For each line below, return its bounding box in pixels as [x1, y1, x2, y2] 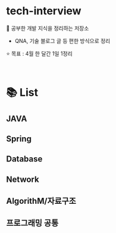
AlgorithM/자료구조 [6, 196, 76, 206]
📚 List [6, 86, 39, 100]
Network [6, 174, 40, 184]
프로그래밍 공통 [6, 218, 59, 228]
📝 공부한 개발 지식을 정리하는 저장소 [6, 24, 89, 32]
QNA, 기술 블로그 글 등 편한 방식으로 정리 [14, 37, 111, 44]
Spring [6, 133, 32, 144]
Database [6, 154, 43, 164]
